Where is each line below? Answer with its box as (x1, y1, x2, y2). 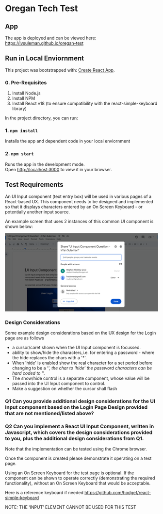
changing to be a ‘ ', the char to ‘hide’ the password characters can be (12, 365, 152, 371)
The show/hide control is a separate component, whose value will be (12, 375, 150, 381)
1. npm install (5, 127, 38, 134)
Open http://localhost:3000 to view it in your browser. (5, 166, 113, 172)
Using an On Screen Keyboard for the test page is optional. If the (5, 470, 134, 476)
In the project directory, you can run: (5, 115, 78, 121)
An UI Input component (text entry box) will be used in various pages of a (5, 193, 152, 199)
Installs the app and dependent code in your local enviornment (5, 138, 130, 144)
